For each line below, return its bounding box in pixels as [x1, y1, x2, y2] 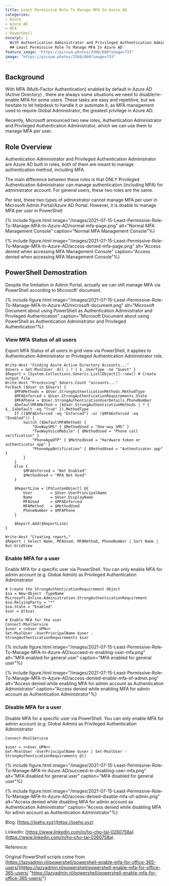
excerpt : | [5, 36, 28, 41]
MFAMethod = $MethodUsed [23, 504, 80, 509]
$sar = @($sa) [5, 609, 35, 614]
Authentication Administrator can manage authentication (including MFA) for [5, 182, 163, 188]
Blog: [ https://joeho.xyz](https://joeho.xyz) [5, 819, 94, 825]
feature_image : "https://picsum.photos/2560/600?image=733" [5, 49, 134, 54]
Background [5, 72, 44, 81]
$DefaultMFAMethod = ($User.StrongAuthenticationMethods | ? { [14, 402, 150, 408]
